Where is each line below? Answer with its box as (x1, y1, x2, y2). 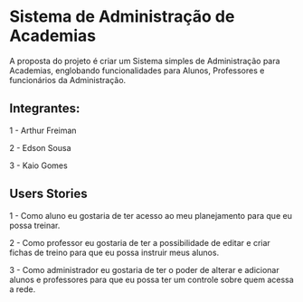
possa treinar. (9, 220, 61, 231)
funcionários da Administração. (9, 74, 127, 85)
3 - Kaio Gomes (9, 160, 68, 171)
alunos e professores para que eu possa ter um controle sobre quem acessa (9, 274, 294, 285)
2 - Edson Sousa (9, 142, 71, 153)
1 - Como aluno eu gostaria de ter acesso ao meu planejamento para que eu (9, 210, 292, 221)
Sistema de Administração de (9, 6, 235, 27)
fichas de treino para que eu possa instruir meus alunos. (9, 247, 220, 258)
